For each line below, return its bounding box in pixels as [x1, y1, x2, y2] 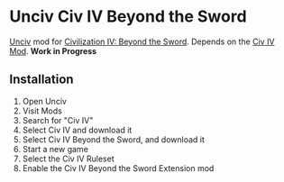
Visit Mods [22, 105, 63, 116]
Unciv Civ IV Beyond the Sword [9, 6, 247, 27]
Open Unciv [22, 96, 68, 106]
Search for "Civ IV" [22, 114, 94, 125]
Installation [9, 72, 74, 87]
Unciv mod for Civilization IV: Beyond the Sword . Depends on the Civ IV [9, 36, 275, 47]
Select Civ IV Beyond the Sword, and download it [22, 133, 206, 145]
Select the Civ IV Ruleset [22, 153, 115, 164]
